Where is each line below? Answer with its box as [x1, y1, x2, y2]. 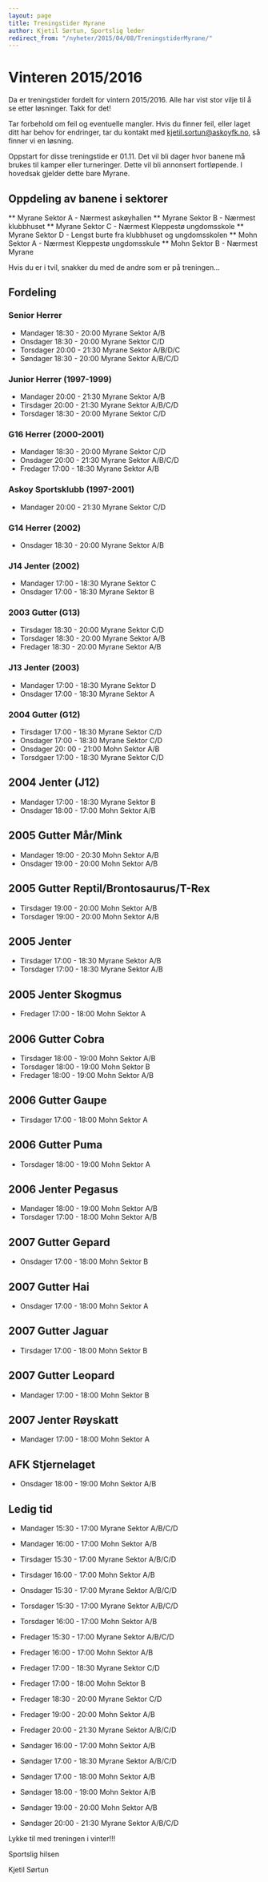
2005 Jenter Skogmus [8, 987, 122, 1001]
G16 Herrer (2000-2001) [8, 428, 105, 440]
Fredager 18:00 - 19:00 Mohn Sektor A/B [19, 1070, 154, 1080]
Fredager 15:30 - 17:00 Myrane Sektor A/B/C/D [19, 1632, 174, 1642]
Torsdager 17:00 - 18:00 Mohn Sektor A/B [19, 1212, 158, 1222]
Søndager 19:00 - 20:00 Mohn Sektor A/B [19, 1803, 158, 1812]
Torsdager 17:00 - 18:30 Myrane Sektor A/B [19, 964, 164, 974]
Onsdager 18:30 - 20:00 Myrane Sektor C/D [19, 336, 166, 346]
